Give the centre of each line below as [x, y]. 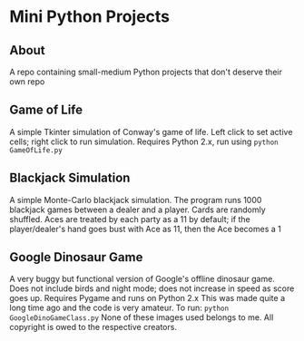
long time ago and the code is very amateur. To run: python [119, 308]
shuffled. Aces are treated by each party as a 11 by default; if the [130, 219]
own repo [27, 82]
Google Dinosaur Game [76, 257]
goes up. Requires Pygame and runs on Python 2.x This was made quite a [147, 298]
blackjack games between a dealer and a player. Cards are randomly [137, 209]
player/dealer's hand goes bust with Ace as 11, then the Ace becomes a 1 [145, 229]
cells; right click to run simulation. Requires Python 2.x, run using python [144, 141]
